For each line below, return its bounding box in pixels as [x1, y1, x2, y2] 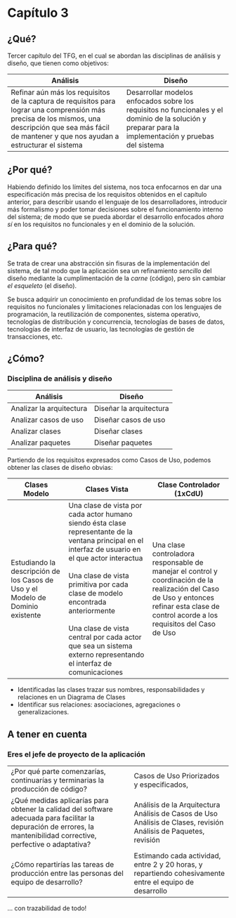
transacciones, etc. [7, 332, 63, 341]
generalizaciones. [17, 708, 70, 716]
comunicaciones [68, 667, 123, 677]
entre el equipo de [133, 877, 195, 886]
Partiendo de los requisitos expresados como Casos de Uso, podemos [7, 456, 211, 464]
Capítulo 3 [7, 5, 69, 21]
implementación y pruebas [126, 131, 214, 141]
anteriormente [68, 606, 116, 616]
